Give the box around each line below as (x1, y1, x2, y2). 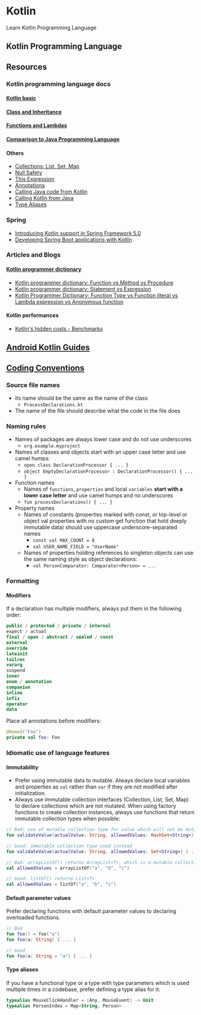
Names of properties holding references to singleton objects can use (23, 549, 194, 557)
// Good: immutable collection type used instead (6, 843, 133, 849)
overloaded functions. (6, 914, 61, 921)
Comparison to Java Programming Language (6, 136, 120, 143)
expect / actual (6, 629, 47, 635)
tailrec (6, 656, 26, 663)
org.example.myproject (23, 443, 81, 449)
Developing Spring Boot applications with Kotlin (14, 235, 132, 243)
